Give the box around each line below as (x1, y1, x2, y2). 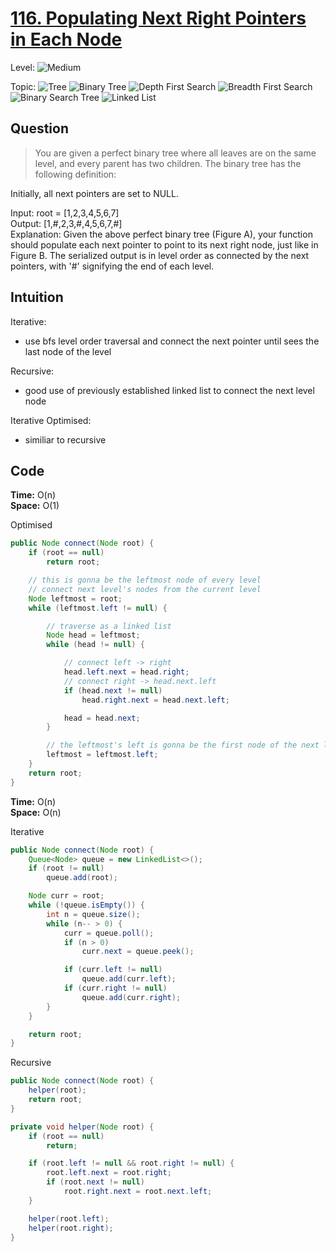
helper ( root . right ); (28, 1223, 114, 1233)
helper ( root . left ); (28, 1213, 110, 1224)
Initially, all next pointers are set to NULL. (10, 187, 179, 199)
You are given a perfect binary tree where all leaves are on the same (34, 147, 317, 159)
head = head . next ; (63, 713, 141, 723)
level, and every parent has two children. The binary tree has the (34, 157, 302, 169)
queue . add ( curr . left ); (81, 974, 177, 984)
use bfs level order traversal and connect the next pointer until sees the (24, 335, 320, 347)
